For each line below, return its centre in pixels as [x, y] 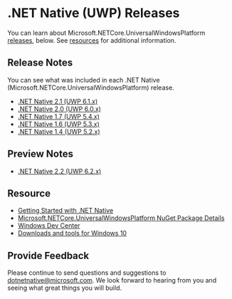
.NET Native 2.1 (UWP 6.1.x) [58, 101]
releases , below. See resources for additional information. [92, 40]
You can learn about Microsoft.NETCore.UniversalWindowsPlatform [106, 33]
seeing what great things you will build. [65, 288]
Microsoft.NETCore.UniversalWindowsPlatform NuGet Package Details [121, 218]
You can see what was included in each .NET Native [84, 80]
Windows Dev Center [49, 226]
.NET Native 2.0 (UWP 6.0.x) [59, 109]
